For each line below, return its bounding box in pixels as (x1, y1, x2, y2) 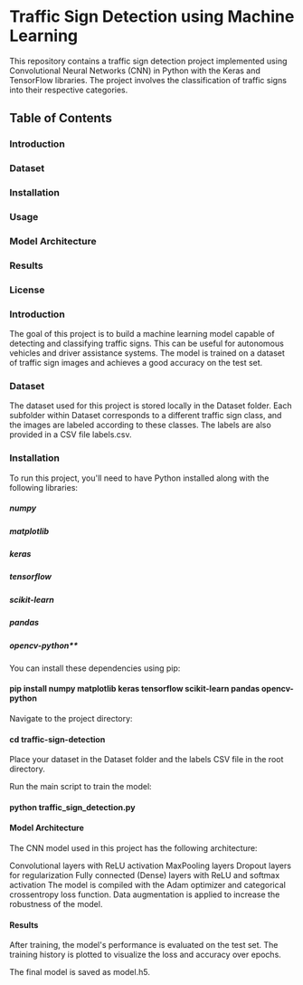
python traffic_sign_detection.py (9, 801, 136, 812)
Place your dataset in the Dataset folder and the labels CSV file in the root (9, 754, 284, 765)
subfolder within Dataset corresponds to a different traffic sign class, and (9, 410, 282, 421)
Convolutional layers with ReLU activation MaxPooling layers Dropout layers (9, 860, 292, 871)
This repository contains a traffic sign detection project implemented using (9, 55, 288, 66)
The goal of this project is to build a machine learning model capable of (9, 329, 275, 339)
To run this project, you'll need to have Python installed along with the (9, 473, 270, 483)
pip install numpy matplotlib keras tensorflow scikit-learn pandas (9, 684, 260, 694)
